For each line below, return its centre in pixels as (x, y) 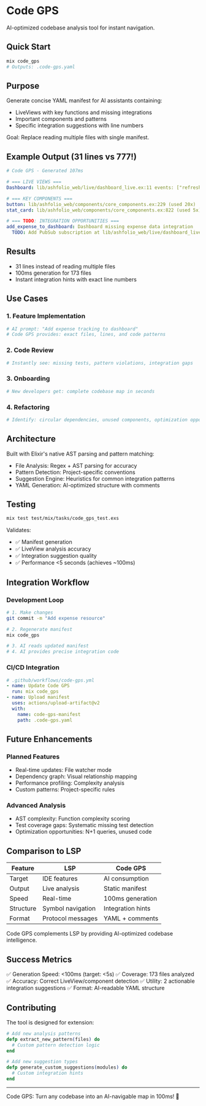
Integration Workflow (48, 582)
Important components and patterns (61, 119)
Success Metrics (39, 959)
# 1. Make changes (30, 612)
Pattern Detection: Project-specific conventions (75, 472)
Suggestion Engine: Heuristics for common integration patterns (95, 478)
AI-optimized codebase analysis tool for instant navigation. (81, 28)
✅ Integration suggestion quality (56, 556)
